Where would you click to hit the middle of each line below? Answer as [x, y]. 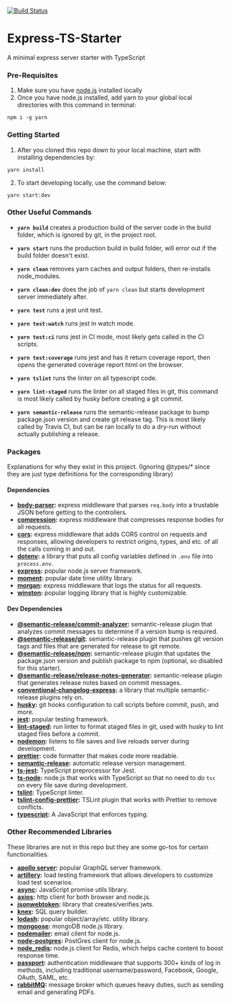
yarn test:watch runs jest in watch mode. [76, 323]
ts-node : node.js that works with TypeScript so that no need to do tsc [116, 777]
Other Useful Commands [49, 212]
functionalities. [28, 854]
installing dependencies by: [56, 157]
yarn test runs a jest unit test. [60, 310]
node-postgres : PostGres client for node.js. [79, 940]
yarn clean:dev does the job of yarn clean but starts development [111, 289]
